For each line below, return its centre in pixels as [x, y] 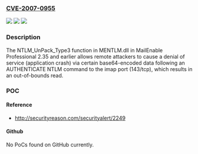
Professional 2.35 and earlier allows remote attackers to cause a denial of [95, 56]
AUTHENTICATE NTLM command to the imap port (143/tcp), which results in [99, 69]
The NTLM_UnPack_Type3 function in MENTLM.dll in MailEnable [85, 50]
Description [23, 37]
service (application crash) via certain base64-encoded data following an [95, 63]
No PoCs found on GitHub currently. [50, 145]
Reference [19, 105]
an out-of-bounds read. [35, 75]
